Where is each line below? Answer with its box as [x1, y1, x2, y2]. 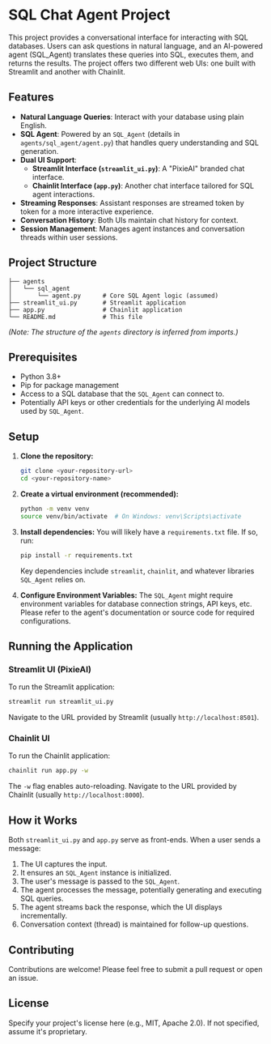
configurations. [19, 616, 71, 625]
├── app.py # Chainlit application [8, 305, 183, 313]
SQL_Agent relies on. [19, 574, 87, 584]
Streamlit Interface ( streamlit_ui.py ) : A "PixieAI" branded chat [32, 164, 245, 173]
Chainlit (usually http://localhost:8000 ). [8, 790, 145, 799]
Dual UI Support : [19, 155, 77, 164]
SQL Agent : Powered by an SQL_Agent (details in [19, 129, 180, 138]
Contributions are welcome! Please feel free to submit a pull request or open [8, 964, 263, 974]
